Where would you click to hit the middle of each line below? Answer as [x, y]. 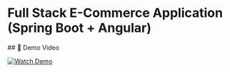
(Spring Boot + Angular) [80, 28]
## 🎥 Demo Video [33, 47]
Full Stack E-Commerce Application [115, 13]
